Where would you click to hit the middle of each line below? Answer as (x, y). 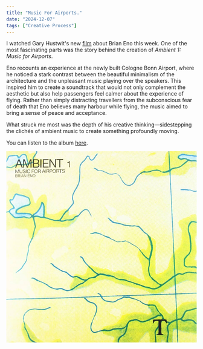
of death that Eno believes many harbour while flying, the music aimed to (97, 106)
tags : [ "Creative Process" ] (42, 25)
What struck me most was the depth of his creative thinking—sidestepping (99, 125)
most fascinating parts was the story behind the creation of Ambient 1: (94, 50)
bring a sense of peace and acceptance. (56, 113)
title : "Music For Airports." (44, 13)
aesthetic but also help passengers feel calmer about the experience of (95, 94)
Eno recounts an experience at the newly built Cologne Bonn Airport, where (100, 68)
